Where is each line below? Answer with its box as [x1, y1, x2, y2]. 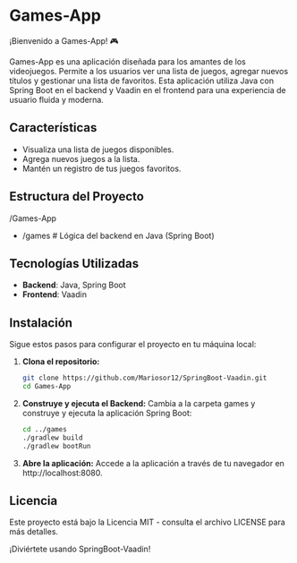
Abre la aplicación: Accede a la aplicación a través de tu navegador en [21, 457, 284, 468]
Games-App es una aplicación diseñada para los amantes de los [9, 55, 246, 67]
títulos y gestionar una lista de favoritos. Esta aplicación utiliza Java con [9, 75, 275, 86]
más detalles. [9, 526, 59, 537]
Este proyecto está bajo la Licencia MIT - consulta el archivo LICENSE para [9, 516, 286, 528]
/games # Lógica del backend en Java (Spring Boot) [21, 230, 215, 241]
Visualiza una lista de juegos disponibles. [21, 144, 174, 155]
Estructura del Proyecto [9, 189, 145, 204]
